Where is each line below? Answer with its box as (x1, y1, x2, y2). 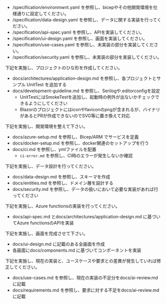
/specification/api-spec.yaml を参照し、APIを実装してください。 (12, 29, 145, 35)
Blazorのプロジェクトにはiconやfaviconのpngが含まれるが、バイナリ (19, 107, 161, 112)
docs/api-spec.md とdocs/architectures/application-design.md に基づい (12, 214, 161, 219)
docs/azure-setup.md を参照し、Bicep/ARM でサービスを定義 (12, 134, 139, 140)
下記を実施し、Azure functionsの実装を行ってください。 (5, 203, 120, 209)
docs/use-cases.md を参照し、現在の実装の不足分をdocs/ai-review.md (12, 275, 158, 281)
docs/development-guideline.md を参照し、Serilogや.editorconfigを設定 (12, 88, 161, 94)
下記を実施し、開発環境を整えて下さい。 (5, 124, 88, 129)
